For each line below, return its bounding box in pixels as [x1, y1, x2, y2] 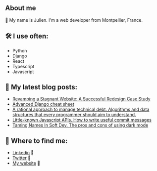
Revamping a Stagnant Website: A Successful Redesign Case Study [12, 96, 151, 102]
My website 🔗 [12, 160, 41, 166]
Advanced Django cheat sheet [12, 101, 74, 107]
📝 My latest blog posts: [5, 83, 78, 91]
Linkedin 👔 [12, 150, 34, 156]
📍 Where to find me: [5, 136, 68, 145]
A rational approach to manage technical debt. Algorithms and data [12, 106, 150, 113]
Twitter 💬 [12, 155, 31, 161]
